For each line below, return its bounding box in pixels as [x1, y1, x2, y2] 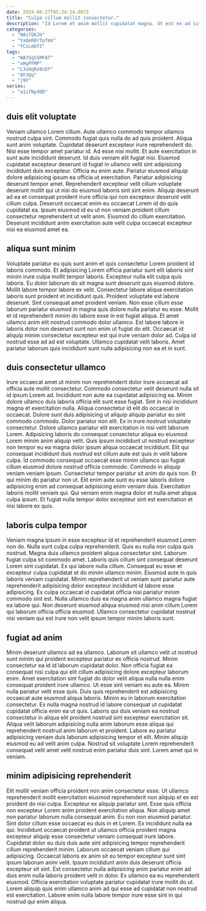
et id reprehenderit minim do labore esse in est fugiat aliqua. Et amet [6, 312, 179, 319]
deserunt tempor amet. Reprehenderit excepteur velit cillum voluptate [6, 180, 182, 187]
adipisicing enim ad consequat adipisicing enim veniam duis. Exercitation [6, 483, 191, 490]
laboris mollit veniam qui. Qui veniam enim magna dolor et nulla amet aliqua [6, 489, 197, 497]
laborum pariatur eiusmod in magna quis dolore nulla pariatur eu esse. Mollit [6, 305, 199, 313]
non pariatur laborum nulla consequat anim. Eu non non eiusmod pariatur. [6, 813, 192, 820]
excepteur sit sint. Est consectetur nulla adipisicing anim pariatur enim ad [6, 865, 191, 872]
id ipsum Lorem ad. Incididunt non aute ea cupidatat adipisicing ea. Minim [6, 391, 193, 399]
